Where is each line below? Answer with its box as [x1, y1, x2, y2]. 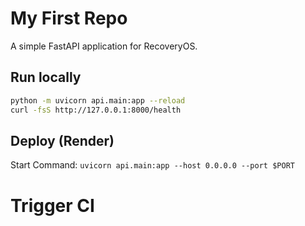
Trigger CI [10, 194, 95, 217]
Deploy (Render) [10, 132, 115, 149]
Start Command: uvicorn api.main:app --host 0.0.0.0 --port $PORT [10, 159, 295, 171]
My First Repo [10, 7, 128, 30]
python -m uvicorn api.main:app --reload [10, 95, 186, 106]
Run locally [10, 69, 82, 86]
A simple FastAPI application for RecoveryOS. [10, 40, 198, 52]
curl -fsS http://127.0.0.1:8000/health [10, 105, 182, 115]
